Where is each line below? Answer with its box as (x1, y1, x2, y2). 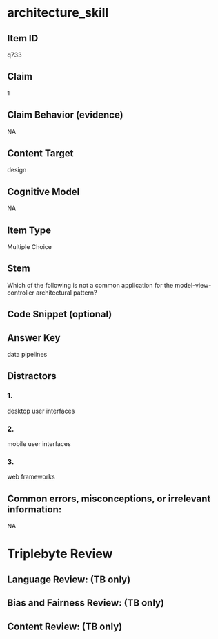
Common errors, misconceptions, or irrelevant (7, 492, 211, 504)
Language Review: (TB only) (7, 573, 131, 585)
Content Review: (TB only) (7, 620, 123, 632)
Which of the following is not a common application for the (7, 281, 174, 289)
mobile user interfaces (7, 440, 71, 448)
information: (7, 503, 62, 515)
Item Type (7, 224, 52, 236)
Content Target (7, 147, 74, 160)
